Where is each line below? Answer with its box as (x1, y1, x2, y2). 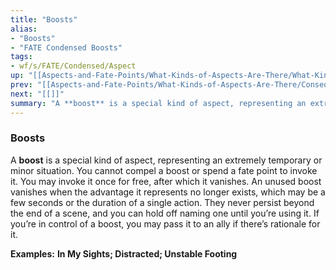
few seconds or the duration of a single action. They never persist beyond (10, 196, 315, 208)
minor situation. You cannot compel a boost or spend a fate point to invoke (10, 164, 318, 176)
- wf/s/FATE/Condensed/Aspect (10, 61, 137, 71)
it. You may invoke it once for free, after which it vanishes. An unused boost (10, 175, 322, 187)
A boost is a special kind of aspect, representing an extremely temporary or (10, 154, 323, 166)
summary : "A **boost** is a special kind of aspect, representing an (10, 98, 307, 108)
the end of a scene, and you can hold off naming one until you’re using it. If (10, 207, 320, 219)
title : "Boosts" (10, 14, 78, 25)
